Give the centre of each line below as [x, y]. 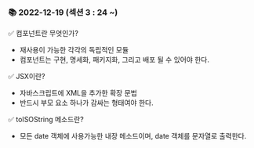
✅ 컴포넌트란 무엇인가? [43, 34]
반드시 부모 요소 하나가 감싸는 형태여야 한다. [87, 103]
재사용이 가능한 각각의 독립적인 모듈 [74, 50]
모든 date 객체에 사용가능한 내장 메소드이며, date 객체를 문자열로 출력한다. [133, 136]
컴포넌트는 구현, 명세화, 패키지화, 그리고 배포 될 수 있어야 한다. [114, 60]
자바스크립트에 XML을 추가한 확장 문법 [78, 93]
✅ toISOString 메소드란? [46, 120]
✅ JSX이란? [27, 77]
